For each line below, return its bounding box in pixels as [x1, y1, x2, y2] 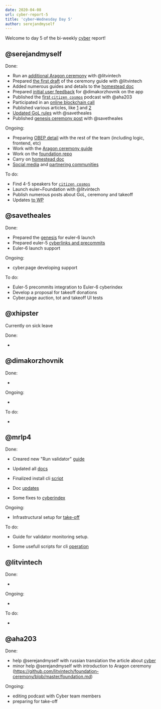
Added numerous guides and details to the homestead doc [12, 83, 134, 89]
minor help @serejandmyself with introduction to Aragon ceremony [12, 663, 151, 669]
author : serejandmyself [5, 21, 55, 27]
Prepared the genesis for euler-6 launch [12, 234, 95, 240]
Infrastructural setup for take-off [12, 514, 80, 520]
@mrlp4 [5, 433, 32, 442]
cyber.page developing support [12, 264, 78, 270]
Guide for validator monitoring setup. [12, 534, 89, 540]
